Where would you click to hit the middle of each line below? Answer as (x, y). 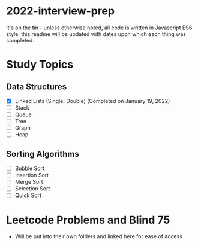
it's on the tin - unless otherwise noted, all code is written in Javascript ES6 (99, 28)
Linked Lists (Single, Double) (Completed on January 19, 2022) (92, 101)
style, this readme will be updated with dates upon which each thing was (96, 34)
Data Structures (37, 86)
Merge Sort (29, 182)
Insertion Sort (32, 175)
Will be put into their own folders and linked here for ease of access (99, 236)
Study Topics (40, 65)
